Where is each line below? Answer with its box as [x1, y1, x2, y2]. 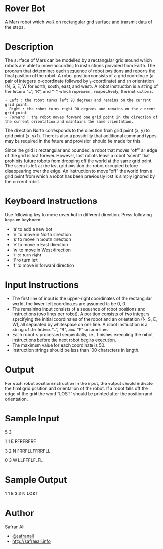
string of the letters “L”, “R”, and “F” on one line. [12, 327, 108, 332]
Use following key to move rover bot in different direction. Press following [5, 211, 152, 217]
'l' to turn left [12, 257, 38, 263]
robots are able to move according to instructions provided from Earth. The [5, 62, 156, 68]
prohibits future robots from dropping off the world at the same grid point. [5, 158, 153, 164]
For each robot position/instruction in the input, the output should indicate [5, 380, 153, 386]
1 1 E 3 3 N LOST [5, 490, 38, 496]
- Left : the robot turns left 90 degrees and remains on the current [5, 98, 151, 103]
